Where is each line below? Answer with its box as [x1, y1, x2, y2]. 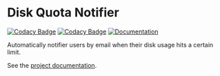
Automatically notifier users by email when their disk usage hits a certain [7, 40, 214, 49]
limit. [7, 48, 21, 56]
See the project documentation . [7, 61, 97, 69]
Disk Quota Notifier [7, 5, 119, 21]
